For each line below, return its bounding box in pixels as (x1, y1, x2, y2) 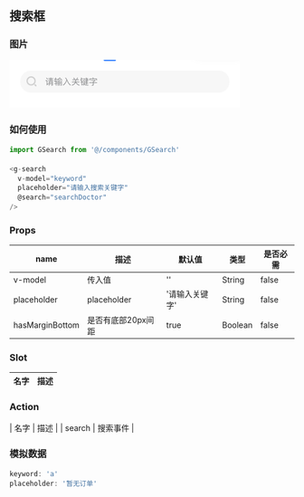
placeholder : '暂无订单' (9, 479, 98, 488)
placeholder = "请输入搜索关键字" (17, 184, 128, 193)
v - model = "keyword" (17, 174, 88, 183)
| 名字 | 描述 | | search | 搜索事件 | (9, 422, 135, 433)
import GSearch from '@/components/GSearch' (9, 145, 180, 154)
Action (9, 401, 40, 414)
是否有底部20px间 (87, 314, 155, 325)
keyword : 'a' (9, 470, 59, 479)
